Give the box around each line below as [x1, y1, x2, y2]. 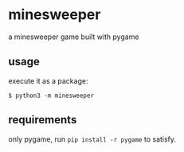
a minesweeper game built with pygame [8, 32, 139, 41]
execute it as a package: [8, 76, 88, 85]
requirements [8, 113, 77, 127]
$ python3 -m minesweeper [8, 92, 94, 99]
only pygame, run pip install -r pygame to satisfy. [8, 134, 177, 144]
